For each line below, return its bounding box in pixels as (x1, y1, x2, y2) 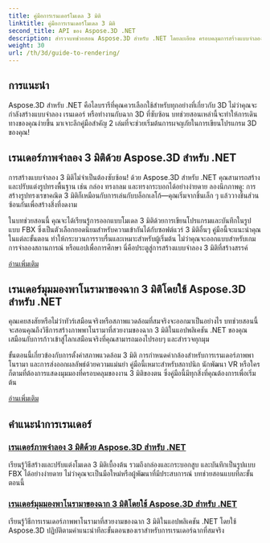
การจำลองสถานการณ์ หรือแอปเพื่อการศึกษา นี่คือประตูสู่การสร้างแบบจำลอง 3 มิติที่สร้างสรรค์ (8, 243, 248, 252)
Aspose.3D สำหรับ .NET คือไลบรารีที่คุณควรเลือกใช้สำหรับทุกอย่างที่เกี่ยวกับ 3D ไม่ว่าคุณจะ (8, 100, 257, 109)
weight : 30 (8, 42, 45, 50)
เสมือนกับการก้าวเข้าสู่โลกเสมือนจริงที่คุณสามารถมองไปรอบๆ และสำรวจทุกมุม (8, 334, 210, 344)
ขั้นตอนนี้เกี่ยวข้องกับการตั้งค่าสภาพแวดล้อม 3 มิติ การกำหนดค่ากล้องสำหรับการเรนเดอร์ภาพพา (8, 350, 255, 360)
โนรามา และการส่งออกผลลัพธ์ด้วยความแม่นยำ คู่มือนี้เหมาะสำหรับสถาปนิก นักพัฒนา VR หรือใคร (8, 359, 260, 369)
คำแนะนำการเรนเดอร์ (8, 417, 92, 431)
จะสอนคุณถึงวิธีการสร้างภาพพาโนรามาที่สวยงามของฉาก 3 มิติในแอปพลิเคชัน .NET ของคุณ (8, 325, 247, 335)
